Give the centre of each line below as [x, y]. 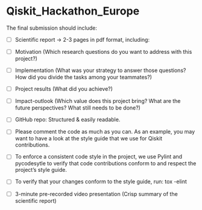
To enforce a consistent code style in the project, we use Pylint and [99, 157]
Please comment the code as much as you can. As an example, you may [105, 132]
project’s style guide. [41, 170]
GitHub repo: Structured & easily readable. [68, 120]
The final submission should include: [52, 28]
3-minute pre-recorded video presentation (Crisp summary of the [96, 194]
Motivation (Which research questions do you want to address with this [103, 52]
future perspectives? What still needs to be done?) [77, 108]
